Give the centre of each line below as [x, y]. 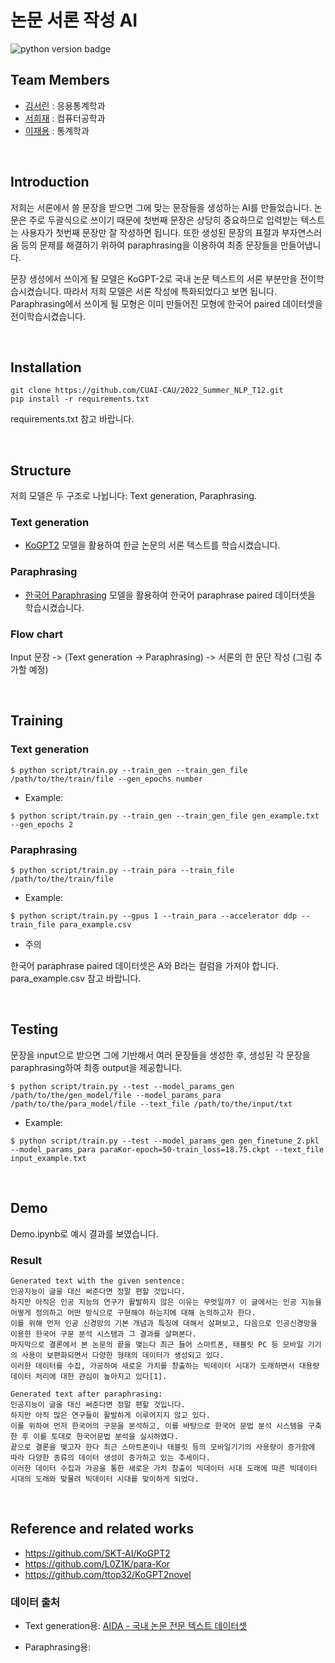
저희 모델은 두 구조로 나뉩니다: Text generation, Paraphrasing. [133, 496]
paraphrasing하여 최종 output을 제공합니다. [96, 1067]
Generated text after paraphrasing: [86, 1394]
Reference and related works [102, 1529]
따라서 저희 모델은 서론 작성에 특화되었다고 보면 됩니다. [170, 291]
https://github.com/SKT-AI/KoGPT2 [97, 1553]
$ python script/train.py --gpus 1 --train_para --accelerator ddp [154, 916]
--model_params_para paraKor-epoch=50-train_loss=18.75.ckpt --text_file [167, 1149]
